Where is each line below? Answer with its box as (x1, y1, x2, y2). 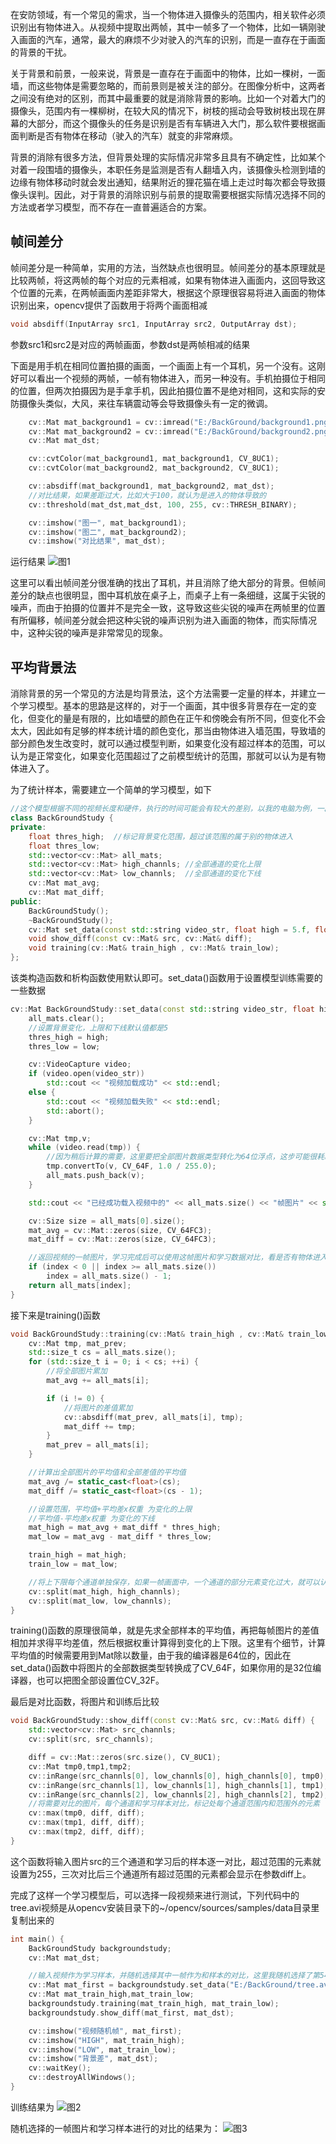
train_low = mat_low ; (28, 1559, 118, 1569)
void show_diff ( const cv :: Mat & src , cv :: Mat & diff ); (28, 934, 253, 944)
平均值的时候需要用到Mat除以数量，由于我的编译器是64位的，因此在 (10, 1649, 292, 1662)
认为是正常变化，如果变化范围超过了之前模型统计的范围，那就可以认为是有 (10, 750, 317, 762)
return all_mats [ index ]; (28, 1280, 132, 1290)
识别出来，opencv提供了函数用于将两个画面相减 (10, 299, 208, 311)
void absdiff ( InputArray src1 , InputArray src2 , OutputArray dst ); (10, 319, 298, 329)
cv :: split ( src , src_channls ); (28, 1734, 155, 1745)
